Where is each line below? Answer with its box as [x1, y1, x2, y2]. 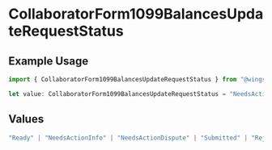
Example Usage [8, 54, 89, 68]
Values [8, 112, 45, 126]
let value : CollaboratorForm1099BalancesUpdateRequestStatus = [8, 90, 227, 98]
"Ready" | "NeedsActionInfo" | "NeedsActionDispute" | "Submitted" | [8, 134, 249, 142]
